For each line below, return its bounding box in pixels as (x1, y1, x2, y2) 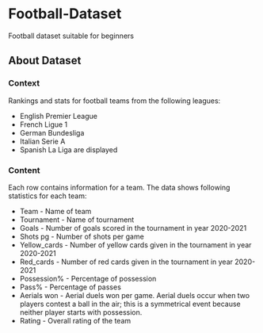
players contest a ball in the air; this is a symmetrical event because (19, 299, 242, 308)
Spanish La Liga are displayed (19, 144, 118, 155)
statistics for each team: (8, 191, 87, 201)
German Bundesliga (19, 128, 85, 137)
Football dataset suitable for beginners (8, 31, 135, 40)
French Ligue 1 (19, 120, 68, 129)
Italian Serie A (19, 136, 66, 146)
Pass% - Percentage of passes (19, 282, 121, 292)
